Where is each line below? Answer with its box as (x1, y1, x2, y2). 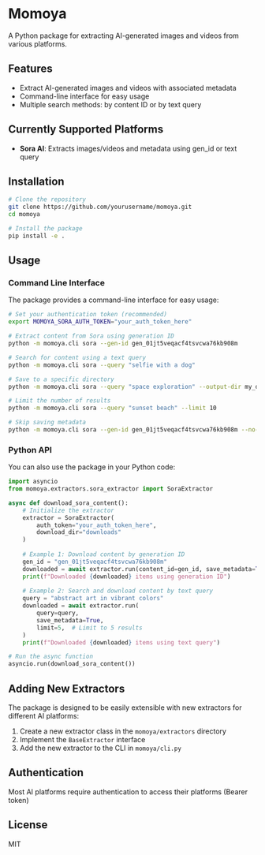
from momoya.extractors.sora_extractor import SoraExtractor (8, 485, 214, 493)
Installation (8, 174, 65, 188)
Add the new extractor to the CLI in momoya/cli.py (19, 743, 181, 753)
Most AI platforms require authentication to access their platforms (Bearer (8, 786, 248, 797)
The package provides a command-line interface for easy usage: (8, 295, 219, 304)
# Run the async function (8, 652, 93, 661)
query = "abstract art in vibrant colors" (22, 595, 164, 603)
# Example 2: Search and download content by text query (22, 587, 214, 596)
